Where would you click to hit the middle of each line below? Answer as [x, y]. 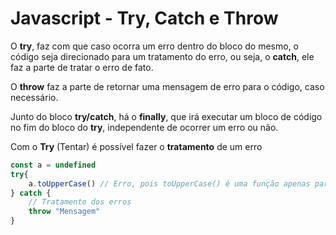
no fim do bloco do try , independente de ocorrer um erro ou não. [144, 127]
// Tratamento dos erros [80, 202]
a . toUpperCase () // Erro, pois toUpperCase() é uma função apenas [169, 183]
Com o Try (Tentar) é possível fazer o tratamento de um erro [136, 146]
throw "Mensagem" [64, 212]
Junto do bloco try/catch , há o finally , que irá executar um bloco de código [166, 116]
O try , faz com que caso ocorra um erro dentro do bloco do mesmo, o [155, 46]
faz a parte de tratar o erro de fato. [82, 67]
